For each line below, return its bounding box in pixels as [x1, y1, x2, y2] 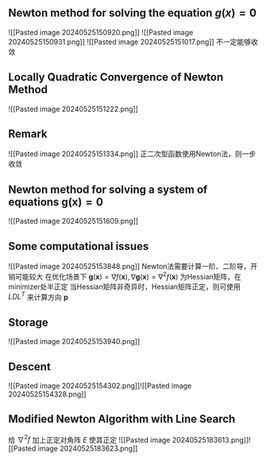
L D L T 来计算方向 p [8, 291, 69, 302]
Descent [8, 360, 52, 373]
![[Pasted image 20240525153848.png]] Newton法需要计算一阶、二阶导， [8, 262, 251, 272]
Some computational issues [8, 239, 149, 253]
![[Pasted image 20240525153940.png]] [8, 337, 141, 346]
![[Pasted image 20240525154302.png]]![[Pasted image [8, 381, 192, 390]
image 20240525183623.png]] [37, 443, 138, 453]
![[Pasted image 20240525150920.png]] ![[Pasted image [8, 27, 194, 37]
